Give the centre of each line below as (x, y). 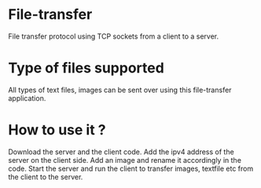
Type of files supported (86, 68)
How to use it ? (57, 130)
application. (27, 98)
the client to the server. (46, 177)
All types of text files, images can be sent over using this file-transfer (120, 90)
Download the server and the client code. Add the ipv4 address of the (121, 152)
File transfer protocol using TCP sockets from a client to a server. (114, 36)
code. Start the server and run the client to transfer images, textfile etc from (131, 168)
